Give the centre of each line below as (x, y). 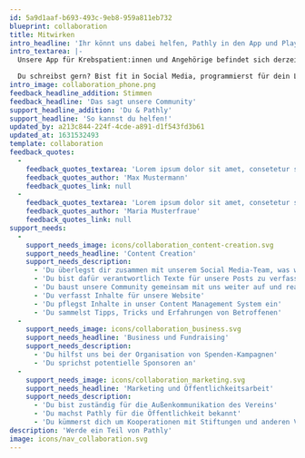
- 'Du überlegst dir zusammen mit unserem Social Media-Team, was (162, 270)
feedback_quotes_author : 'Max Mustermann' (107, 178)
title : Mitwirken (42, 34)
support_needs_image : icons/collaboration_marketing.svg (136, 380)
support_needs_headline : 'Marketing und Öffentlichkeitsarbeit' (150, 388)
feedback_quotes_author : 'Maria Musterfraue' (113, 211)
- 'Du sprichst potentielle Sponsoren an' (115, 363)
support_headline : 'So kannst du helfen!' (91, 119)
